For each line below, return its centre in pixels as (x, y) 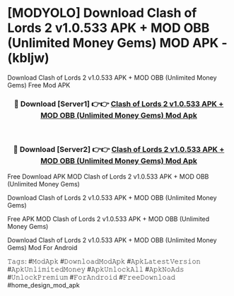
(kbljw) (28, 58)
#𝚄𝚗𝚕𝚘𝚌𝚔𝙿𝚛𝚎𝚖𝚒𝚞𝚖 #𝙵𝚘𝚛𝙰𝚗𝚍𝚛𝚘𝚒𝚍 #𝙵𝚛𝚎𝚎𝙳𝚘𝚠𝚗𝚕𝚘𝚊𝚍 (91, 277)
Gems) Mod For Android (42, 247)
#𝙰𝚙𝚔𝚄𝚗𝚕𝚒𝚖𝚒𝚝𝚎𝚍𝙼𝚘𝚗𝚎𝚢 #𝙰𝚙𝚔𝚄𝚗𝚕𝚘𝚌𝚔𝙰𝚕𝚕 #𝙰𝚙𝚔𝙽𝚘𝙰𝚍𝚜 (96, 269)
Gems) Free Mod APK (39, 85)
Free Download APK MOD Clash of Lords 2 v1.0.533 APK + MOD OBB (108, 176)
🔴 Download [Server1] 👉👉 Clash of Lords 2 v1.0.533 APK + (119, 104)
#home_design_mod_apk (43, 285)
